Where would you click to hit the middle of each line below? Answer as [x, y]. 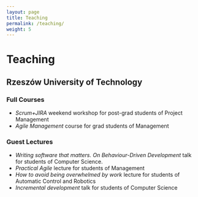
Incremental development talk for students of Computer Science [96, 188]
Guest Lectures [30, 142]
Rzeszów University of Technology [74, 82]
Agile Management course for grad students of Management [92, 126]
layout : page [23, 12]
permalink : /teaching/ [35, 23]
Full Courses [25, 99]
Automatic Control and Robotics [55, 181]
